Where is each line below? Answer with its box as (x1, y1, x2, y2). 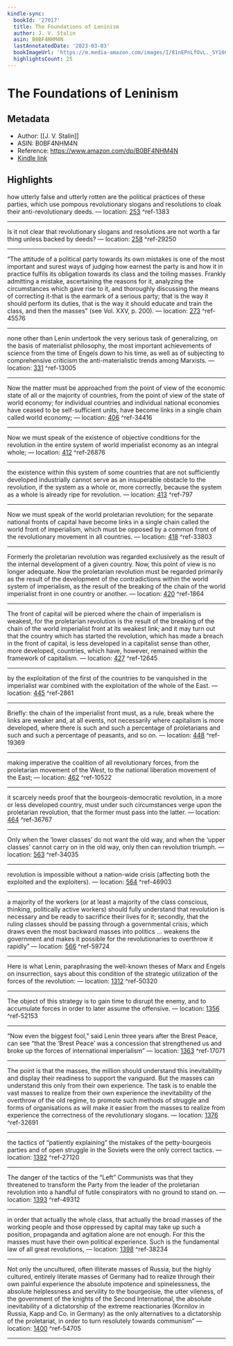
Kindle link (17, 154, 47, 162)
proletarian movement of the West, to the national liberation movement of (7, 765, 216, 774)
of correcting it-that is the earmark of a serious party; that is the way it (7, 292, 209, 300)
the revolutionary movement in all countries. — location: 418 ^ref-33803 (7, 532, 213, 540)
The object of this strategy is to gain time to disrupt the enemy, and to (7, 996, 207, 1005)
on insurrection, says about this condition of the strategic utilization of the (7, 969, 218, 978)
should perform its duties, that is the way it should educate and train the (7, 299, 213, 307)
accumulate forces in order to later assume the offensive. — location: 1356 (7, 1004, 220, 1012)
